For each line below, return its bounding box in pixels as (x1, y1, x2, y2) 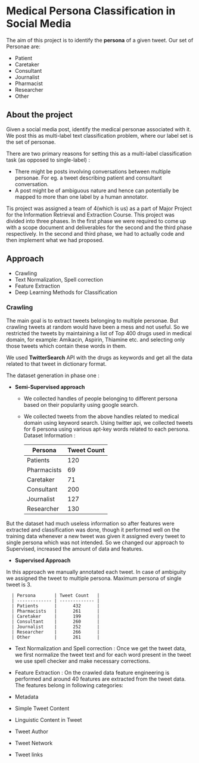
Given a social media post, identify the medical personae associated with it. (6, 125, 192, 132)
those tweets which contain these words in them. (6, 342, 127, 350)
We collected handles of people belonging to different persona (23, 395, 178, 402)
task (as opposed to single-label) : (6, 156, 91, 163)
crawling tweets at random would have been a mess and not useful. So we (6, 323, 189, 330)
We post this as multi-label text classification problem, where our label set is (6, 132, 194, 139)
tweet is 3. (6, 580, 32, 588)
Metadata (14, 693, 39, 700)
